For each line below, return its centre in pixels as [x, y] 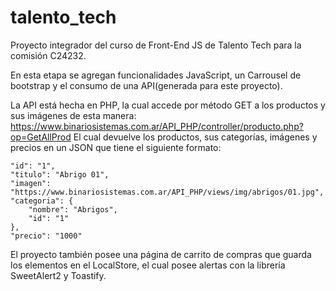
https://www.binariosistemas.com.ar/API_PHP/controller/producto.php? [157, 126]
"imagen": [31, 183]
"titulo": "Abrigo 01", [60, 174]
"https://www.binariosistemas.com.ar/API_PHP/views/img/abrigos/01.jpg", [167, 192]
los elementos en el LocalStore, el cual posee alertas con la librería [148, 265]
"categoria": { [42, 201]
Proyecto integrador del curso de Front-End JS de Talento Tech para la [156, 45]
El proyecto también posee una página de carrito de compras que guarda [161, 254]
